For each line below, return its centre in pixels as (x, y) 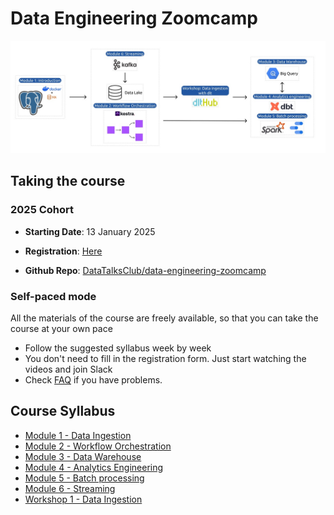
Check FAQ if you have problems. (93, 380)
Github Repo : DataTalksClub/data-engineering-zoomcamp (145, 270)
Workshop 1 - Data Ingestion (83, 499)
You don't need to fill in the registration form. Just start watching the (165, 359)
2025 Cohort (42, 210)
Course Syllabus (63, 411)
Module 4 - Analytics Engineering (94, 467)
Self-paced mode (53, 296)
